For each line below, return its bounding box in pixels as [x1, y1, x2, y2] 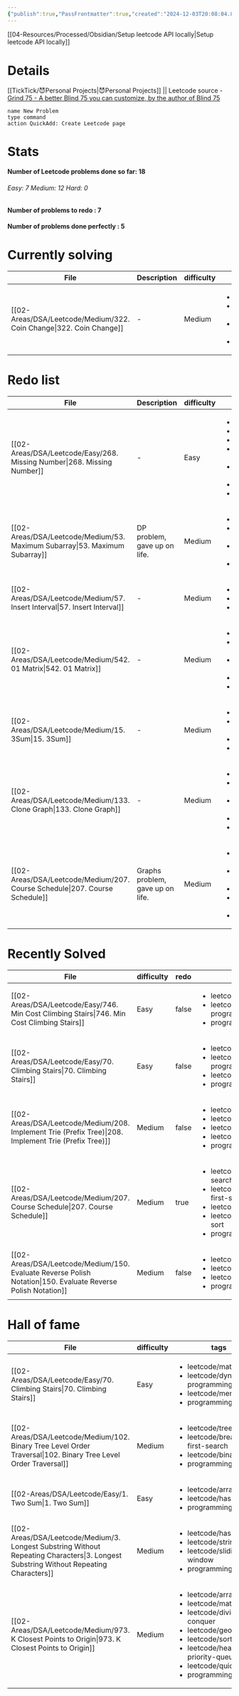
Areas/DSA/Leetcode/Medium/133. [11, 796, 130, 806]
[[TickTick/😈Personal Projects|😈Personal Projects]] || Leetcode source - [7, 86, 223, 95]
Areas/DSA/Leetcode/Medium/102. [11, 1432, 130, 1442]
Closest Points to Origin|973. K [17, 1634, 122, 1644]
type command [7, 113, 46, 121]
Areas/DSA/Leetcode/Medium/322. [11, 314, 130, 324]
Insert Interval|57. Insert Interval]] [11, 603, 124, 613]
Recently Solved [7, 946, 106, 962]
